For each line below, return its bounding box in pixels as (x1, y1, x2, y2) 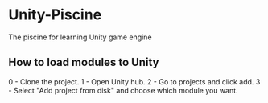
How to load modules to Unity (8, 56, 159, 69)
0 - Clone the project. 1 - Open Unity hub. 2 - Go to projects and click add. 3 (8, 76, 261, 86)
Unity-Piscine (8, 6, 102, 24)
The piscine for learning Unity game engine (8, 32, 152, 42)
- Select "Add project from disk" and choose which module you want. (8, 85, 239, 95)
